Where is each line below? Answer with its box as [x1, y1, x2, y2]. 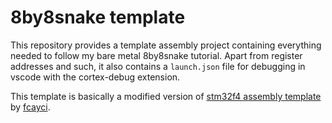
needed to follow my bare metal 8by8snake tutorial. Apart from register [10, 49, 303, 61]
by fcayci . [10, 101, 51, 113]
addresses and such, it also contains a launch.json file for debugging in [10, 60, 306, 72]
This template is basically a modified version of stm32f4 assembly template [10, 90, 322, 102]
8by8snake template [10, 6, 186, 29]
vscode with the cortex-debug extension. [10, 71, 181, 83]
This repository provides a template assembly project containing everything [10, 39, 322, 51]
